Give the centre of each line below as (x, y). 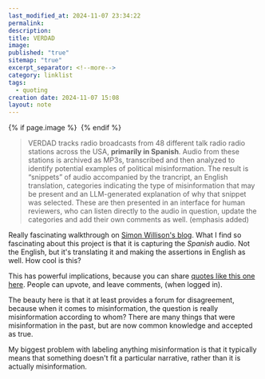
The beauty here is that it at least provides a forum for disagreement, (121, 300)
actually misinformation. (48, 367)
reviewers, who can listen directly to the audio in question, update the (142, 211)
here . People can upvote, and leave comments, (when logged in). (115, 285)
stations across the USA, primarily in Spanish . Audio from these (133, 152)
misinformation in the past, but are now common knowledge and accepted (131, 325)
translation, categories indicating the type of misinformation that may (141, 186)
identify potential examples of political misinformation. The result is (138, 169)
